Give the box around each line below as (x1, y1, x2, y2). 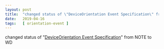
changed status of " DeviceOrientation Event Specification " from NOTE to (5, 34, 152, 40)
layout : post (5, 7, 32, 12)
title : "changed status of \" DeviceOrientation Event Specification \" (5, 12, 154, 17)
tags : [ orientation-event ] (5, 21, 69, 26)
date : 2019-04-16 (5, 16, 45, 21)
